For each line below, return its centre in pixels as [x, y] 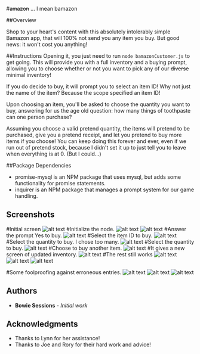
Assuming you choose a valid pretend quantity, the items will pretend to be [98, 128]
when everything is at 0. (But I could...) [54, 154]
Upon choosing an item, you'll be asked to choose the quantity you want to [98, 104]
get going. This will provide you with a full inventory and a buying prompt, [96, 62]
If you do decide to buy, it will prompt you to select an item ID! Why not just [99, 86]
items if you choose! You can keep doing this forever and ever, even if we [96, 141]
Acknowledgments [42, 324]
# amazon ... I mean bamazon [42, 9]
